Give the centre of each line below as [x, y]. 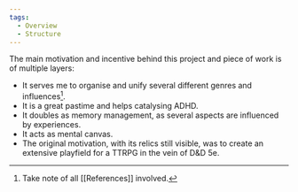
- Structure [39, 34]
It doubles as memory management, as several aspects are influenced [150, 115]
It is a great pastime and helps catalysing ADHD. [110, 106]
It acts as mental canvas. [67, 134]
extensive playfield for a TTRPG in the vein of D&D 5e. [121, 153]
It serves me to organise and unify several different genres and [137, 86]
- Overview [37, 26]
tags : [19, 17]
